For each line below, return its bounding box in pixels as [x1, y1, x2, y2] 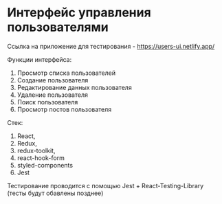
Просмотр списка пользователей [16, 69, 116, 77]
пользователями [7, 19, 109, 35]
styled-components [16, 161, 74, 169]
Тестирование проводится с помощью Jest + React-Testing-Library [7, 181, 204, 190]
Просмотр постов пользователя [16, 105, 112, 113]
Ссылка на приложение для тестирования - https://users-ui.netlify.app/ [7, 42, 215, 50]
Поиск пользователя [16, 98, 78, 106]
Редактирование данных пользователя [16, 83, 132, 91]
